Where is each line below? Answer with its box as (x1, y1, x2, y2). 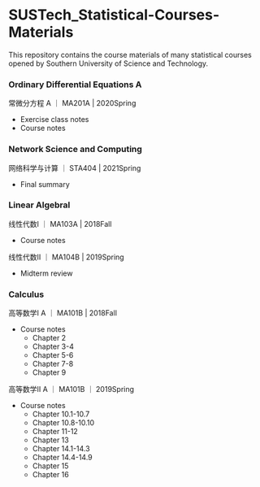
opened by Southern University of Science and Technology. (8, 59, 209, 68)
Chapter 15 (32, 461, 69, 471)
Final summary (19, 179, 71, 189)
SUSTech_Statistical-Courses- (8, 6, 220, 24)
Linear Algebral (8, 199, 71, 211)
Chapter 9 (32, 367, 67, 377)
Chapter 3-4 (32, 341, 75, 351)
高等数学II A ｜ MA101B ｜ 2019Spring (8, 385, 135, 394)
